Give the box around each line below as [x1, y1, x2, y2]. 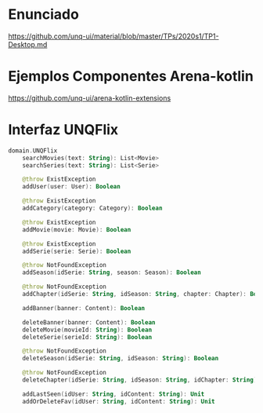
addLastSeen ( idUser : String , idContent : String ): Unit [22, 390, 205, 398]
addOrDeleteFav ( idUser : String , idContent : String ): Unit [22, 397, 215, 405]
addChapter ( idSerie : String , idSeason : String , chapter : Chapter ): [22, 291, 247, 298]
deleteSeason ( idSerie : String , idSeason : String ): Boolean [22, 355, 219, 363]
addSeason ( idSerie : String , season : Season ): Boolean [22, 269, 201, 276]
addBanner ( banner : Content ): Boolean [22, 304, 146, 312]
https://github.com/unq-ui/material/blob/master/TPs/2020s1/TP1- [8, 31, 219, 41]
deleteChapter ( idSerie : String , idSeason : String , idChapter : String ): [22, 376, 261, 384]
